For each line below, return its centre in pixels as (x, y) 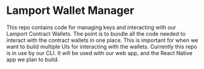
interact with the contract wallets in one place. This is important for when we (102, 40)
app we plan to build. (33, 59)
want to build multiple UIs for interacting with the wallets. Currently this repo (102, 47)
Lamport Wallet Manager (70, 11)
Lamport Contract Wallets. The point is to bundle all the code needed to (96, 33)
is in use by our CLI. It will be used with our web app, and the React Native (100, 53)
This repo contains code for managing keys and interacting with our (91, 27)
